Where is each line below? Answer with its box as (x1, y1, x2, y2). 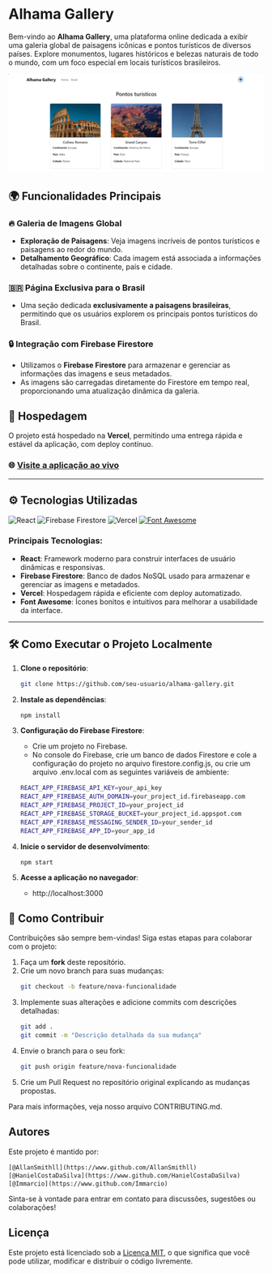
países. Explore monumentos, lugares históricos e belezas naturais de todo (8, 49, 259, 58)
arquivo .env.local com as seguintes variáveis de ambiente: (32, 767, 229, 777)
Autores (8, 1125, 50, 1139)
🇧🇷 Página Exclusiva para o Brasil (8, 281, 146, 293)
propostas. (19, 1086, 57, 1096)
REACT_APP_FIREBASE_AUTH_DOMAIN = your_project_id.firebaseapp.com (19, 792, 245, 801)
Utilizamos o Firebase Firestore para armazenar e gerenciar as (19, 360, 231, 370)
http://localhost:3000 (32, 888, 104, 898)
